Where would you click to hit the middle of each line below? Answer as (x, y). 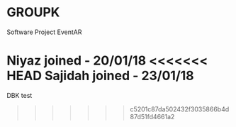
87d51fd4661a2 (152, 116)
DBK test (19, 95)
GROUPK (33, 12)
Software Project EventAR (44, 32)
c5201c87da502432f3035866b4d (180, 109)
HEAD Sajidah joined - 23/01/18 (100, 76)
